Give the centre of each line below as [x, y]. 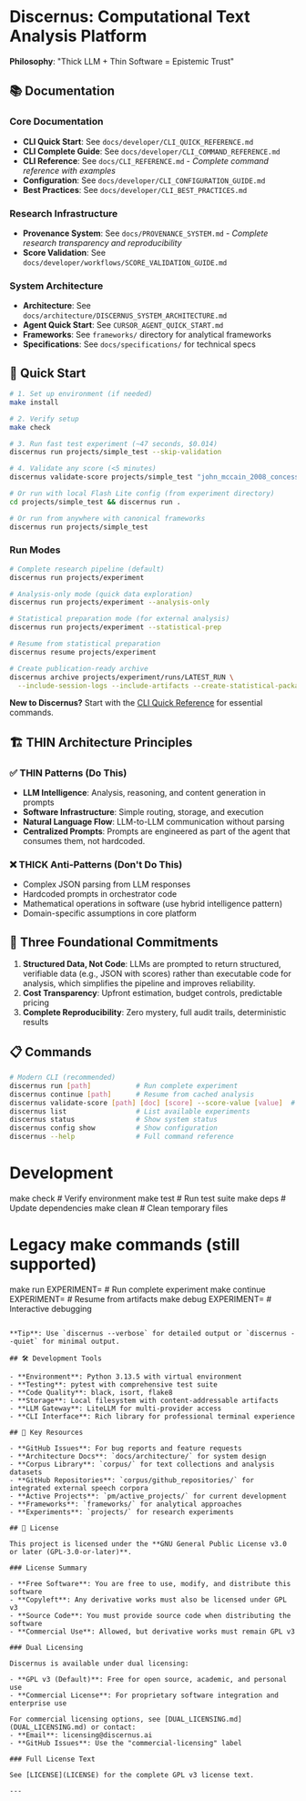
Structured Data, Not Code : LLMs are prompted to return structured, [152, 964]
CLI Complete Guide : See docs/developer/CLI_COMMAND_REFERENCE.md [151, 151]
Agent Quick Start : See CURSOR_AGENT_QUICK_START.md [123, 325]
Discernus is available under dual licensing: [99, 1664]
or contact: [113, 1727]
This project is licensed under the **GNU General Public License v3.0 [148, 1544]
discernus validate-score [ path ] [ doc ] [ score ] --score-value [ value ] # [153, 1103]
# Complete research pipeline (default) [87, 569]
